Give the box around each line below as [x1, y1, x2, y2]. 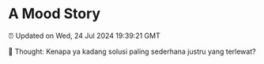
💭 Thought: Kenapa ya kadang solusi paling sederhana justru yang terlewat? [8, 47, 256, 56]
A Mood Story [8, 5, 101, 23]
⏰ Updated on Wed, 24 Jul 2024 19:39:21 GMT [8, 31, 160, 40]
